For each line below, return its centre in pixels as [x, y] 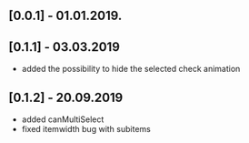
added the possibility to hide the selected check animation [131, 69]
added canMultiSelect [63, 119]
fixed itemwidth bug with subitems [86, 129]
